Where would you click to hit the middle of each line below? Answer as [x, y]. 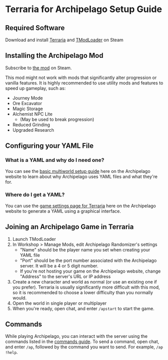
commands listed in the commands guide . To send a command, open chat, [82, 342]
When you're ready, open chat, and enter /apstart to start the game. [83, 308]
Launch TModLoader [34, 239]
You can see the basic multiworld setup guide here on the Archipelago [78, 171]
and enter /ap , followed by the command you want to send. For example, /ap [84, 347]
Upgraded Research [33, 130]
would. [19, 298]
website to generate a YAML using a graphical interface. [63, 211]
